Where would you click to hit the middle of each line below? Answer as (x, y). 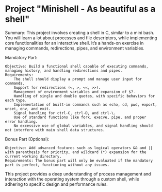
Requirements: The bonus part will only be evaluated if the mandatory (79, 160)
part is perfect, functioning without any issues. (57, 165)
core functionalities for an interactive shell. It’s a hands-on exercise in (74, 43)
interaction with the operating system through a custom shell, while (72, 179)
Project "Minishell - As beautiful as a (80, 9)
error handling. (21, 121)
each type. (16, 100)
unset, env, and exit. (28, 109)
